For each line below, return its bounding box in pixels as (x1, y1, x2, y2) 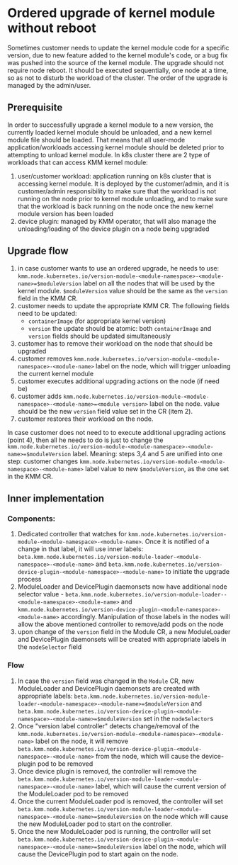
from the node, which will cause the (95, 752, 200, 760)
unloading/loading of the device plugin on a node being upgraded (17, 225, 210, 233)
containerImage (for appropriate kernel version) (28, 317, 166, 325)
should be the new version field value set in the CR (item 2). (17, 407, 193, 415)
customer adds (17, 392, 62, 400)
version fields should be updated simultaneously (28, 332, 171, 340)
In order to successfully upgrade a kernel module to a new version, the (7, 120, 214, 129)
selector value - (17, 590, 64, 599)
